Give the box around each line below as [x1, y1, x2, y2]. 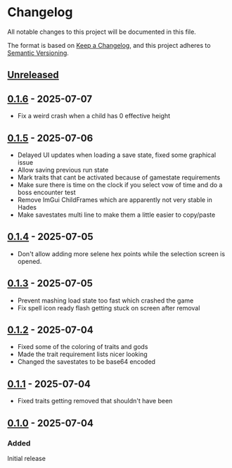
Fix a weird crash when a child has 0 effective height [17, 112, 171, 120]
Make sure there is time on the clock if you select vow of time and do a [17, 180, 223, 189]
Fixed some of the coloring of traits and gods [17, 343, 148, 351]
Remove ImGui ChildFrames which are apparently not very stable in [17, 195, 213, 204]
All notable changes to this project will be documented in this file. [7, 27, 197, 36]
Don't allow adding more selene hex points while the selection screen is [17, 249, 226, 258]
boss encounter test [17, 188, 76, 196]
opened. [17, 257, 42, 265]
